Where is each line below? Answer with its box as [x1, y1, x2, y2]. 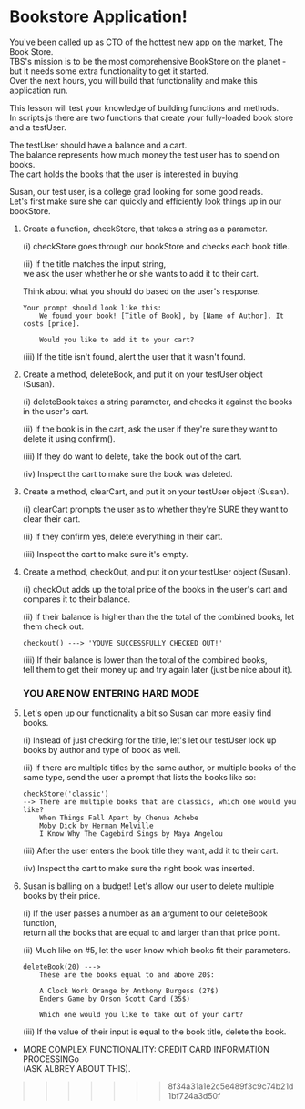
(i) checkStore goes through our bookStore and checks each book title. [22, 240, 290, 251]
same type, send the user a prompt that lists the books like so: [22, 772, 257, 783]
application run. [9, 85, 68, 96]
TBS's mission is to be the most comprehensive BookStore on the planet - [9, 56, 287, 66]
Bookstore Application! [9, 6, 188, 27]
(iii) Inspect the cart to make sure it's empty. [22, 548, 188, 559]
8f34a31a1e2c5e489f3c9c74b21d [168, 1081, 294, 1092]
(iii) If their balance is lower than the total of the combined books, [22, 654, 268, 666]
